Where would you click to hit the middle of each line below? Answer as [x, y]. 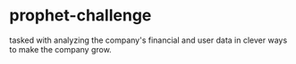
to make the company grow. [60, 49]
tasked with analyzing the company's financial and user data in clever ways [148, 40]
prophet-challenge [80, 16]
